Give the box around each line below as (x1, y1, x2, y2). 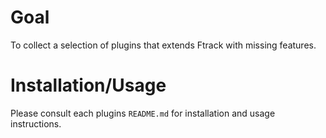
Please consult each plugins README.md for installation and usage (10, 107, 276, 119)
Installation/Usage (10, 74, 167, 97)
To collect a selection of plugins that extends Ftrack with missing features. (10, 39, 317, 51)
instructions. (10, 117, 62, 130)
